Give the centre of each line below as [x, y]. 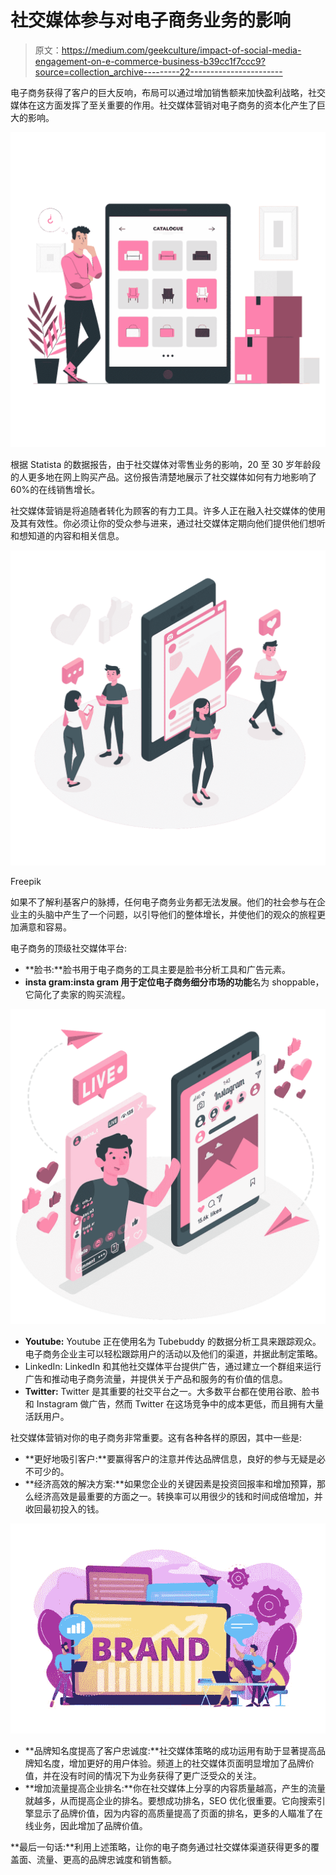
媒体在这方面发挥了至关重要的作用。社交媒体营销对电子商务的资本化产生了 [163, 105]
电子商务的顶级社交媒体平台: [69, 948]
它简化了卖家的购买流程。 [77, 994]
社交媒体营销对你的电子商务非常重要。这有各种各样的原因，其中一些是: [156, 1437]
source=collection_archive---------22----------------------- [158, 72]
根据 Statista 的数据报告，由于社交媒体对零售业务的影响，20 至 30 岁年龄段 [165, 464]
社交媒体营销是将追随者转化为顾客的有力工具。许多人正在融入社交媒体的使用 [168, 510]
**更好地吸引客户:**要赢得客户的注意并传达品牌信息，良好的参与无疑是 [170, 1458]
